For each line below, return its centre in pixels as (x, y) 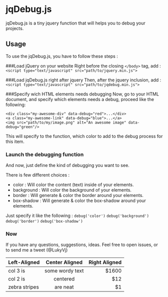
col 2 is (17, 279)
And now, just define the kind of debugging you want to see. (68, 165)
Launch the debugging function (45, 154)
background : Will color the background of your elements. (72, 190)
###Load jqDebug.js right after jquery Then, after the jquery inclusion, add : (84, 80)
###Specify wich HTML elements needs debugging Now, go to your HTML (82, 94)
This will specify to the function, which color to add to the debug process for (84, 136)
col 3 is (17, 271)
